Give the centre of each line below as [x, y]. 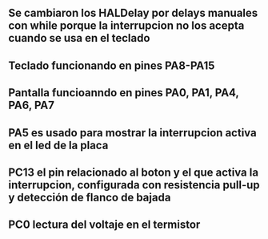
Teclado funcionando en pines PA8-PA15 [112, 65]
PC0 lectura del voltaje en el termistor [104, 225]
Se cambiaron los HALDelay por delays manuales [133, 13]
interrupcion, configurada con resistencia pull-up [134, 185]
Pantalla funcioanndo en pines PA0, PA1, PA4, [124, 93]
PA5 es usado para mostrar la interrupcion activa [133, 133]
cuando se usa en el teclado [79, 38]
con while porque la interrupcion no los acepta [126, 26]
